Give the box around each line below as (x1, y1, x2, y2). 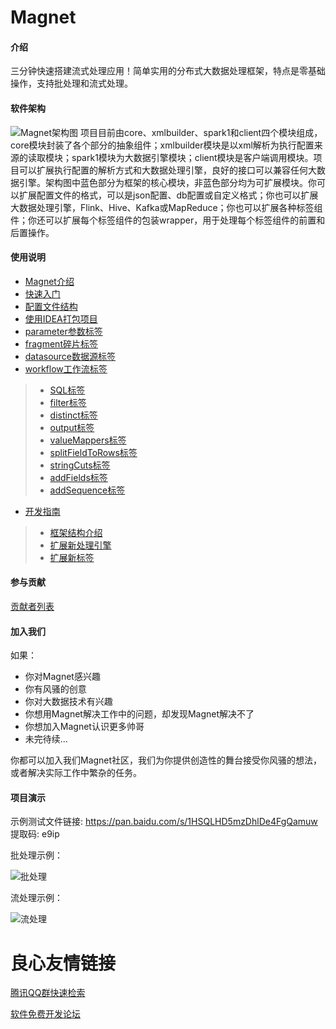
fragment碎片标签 (24, 337, 98, 350)
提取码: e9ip (10, 828, 60, 840)
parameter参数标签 (24, 325, 103, 337)
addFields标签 (49, 471, 108, 483)
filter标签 (49, 396, 87, 408)
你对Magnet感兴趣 (24, 671, 101, 683)
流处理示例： (10, 892, 63, 904)
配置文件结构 (24, 300, 78, 312)
